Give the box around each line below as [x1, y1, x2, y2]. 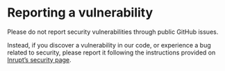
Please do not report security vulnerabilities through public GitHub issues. [7, 28, 219, 36]
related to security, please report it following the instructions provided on [7, 48, 216, 57]
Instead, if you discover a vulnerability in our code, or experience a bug [7, 41, 211, 49]
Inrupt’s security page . [7, 55, 72, 63]
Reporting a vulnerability [7, 5, 153, 21]
